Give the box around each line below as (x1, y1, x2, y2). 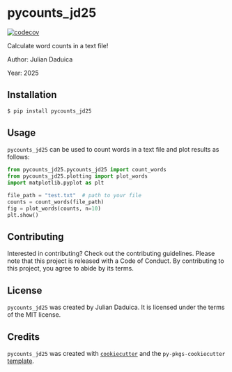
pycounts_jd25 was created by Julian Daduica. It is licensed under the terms (7, 303, 225, 312)
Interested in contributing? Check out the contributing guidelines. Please (7, 250, 215, 258)
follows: (7, 152, 30, 162)
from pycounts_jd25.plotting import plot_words (7, 173, 148, 180)
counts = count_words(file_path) (7, 198, 105, 206)
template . (7, 357, 35, 365)
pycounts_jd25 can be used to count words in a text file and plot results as (7, 145, 219, 154)
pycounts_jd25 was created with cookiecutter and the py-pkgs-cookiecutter (7, 350, 226, 357)
